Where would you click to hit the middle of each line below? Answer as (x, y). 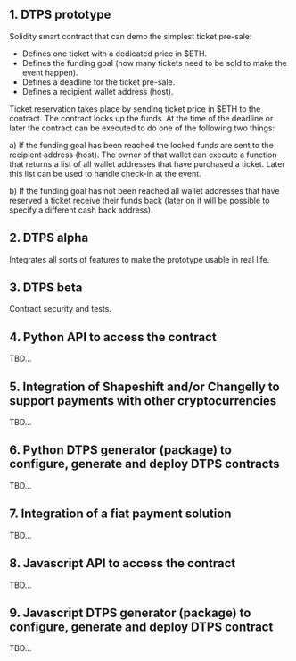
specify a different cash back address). (81, 210)
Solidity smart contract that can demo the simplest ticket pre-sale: (131, 36)
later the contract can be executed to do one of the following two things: (142, 128)
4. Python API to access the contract (113, 337)
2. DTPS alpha (49, 238)
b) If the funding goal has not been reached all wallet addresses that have (144, 190)
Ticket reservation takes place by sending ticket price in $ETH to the (135, 109)
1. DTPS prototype (60, 15)
